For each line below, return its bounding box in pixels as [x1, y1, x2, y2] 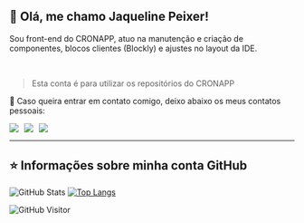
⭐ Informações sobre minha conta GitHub [9, 158, 248, 173]
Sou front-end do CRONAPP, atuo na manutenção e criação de [9, 33, 244, 44]
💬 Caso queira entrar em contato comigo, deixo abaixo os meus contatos [9, 95, 281, 106]
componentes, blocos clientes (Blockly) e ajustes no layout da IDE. [9, 43, 258, 53]
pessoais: [9, 105, 45, 116]
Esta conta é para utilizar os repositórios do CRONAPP [31, 78, 235, 89]
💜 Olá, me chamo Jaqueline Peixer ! [9, 9, 210, 24]
